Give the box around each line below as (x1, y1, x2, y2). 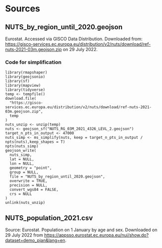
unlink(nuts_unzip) (5, 200, 46, 205)
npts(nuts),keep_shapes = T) (5, 139, 65, 144)
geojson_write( (5, 148, 37, 153)
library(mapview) (5, 83, 41, 88)
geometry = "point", (9, 166, 52, 171)
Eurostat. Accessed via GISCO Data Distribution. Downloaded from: (5, 36, 143, 42)
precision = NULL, (9, 183, 48, 188)
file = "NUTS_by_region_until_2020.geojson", (9, 174, 106, 179)
